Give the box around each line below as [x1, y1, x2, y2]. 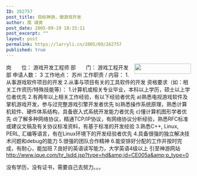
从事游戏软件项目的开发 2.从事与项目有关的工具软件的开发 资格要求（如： [6, 78, 184, 85]
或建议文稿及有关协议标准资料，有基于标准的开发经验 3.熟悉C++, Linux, [6, 122, 179, 129]
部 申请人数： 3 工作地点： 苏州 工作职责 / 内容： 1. [6, 71, 129, 78]
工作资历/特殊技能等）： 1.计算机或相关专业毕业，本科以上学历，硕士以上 [11, 86, 185, 93]
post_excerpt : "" [6, 31, 49, 36]
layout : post [6, 36, 38, 42]
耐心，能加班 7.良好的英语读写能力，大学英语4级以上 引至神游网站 [21, 145, 181, 152]
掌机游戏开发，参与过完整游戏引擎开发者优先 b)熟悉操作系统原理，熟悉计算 [6, 101, 188, 108]
